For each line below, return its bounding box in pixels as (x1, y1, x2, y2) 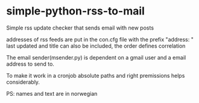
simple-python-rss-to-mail (6, 4, 145, 18)
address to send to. (6, 60, 54, 67)
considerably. (6, 78, 40, 86)
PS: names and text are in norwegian (6, 90, 98, 97)
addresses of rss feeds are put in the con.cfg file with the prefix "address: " (6, 36, 194, 43)
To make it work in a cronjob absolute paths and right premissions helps (6, 72, 185, 79)
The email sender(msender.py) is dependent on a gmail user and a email (6, 54, 186, 61)
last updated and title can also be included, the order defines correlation (6, 42, 186, 49)
